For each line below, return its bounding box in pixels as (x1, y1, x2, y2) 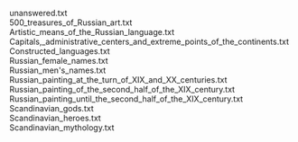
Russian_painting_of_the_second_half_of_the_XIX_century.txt (9, 84, 236, 94)
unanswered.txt (9, 8, 68, 18)
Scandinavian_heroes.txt (9, 112, 101, 123)
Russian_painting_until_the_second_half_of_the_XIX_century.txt (9, 93, 244, 104)
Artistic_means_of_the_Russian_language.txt (9, 27, 174, 37)
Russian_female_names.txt (9, 56, 108, 66)
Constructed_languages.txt (9, 46, 110, 57)
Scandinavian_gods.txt (9, 103, 94, 113)
